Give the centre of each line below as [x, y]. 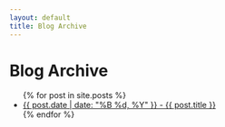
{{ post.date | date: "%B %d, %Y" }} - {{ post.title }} [119, 105]
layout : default [40, 18]
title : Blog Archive [49, 26]
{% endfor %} [49, 114]
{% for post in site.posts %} [74, 95]
